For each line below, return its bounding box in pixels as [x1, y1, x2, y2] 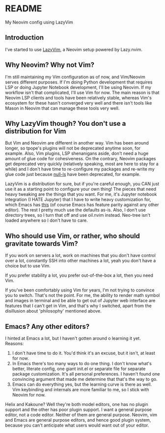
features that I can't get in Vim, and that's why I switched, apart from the [5, 303, 152, 309]
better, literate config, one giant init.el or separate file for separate [12, 366, 146, 372]
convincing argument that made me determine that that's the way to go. [12, 376, 158, 382]
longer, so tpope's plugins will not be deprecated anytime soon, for [5, 145, 141, 151]
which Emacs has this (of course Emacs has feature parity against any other [5, 202, 159, 208]
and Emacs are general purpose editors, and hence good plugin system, [5, 417, 151, 423]
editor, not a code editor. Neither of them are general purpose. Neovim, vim [5, 412, 158, 418]
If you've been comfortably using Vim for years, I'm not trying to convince [5, 287, 155, 293]
